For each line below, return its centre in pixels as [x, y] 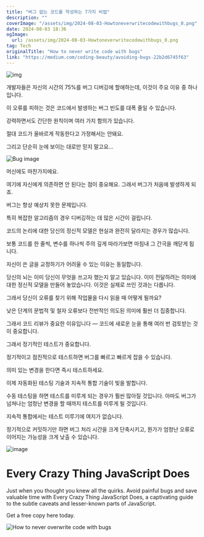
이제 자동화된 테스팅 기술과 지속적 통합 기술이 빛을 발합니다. [77, 383]
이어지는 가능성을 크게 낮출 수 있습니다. [53, 437]
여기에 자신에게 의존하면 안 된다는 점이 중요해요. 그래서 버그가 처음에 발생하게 [98, 184]
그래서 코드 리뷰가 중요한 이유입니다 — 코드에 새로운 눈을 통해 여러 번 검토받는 [99, 323]
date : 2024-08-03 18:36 [37, 29]
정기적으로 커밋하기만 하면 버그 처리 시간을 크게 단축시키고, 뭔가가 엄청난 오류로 [100, 429]
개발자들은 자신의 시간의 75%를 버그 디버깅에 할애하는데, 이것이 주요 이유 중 [97, 87]
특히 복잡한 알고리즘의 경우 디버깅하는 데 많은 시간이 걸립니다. [79, 217]
